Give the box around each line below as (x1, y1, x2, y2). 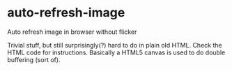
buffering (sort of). (7, 55, 61, 63)
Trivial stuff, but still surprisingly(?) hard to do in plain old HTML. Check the (7, 41, 222, 49)
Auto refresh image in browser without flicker (7, 28, 137, 36)
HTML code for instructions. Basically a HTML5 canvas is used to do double (7, 48, 226, 57)
